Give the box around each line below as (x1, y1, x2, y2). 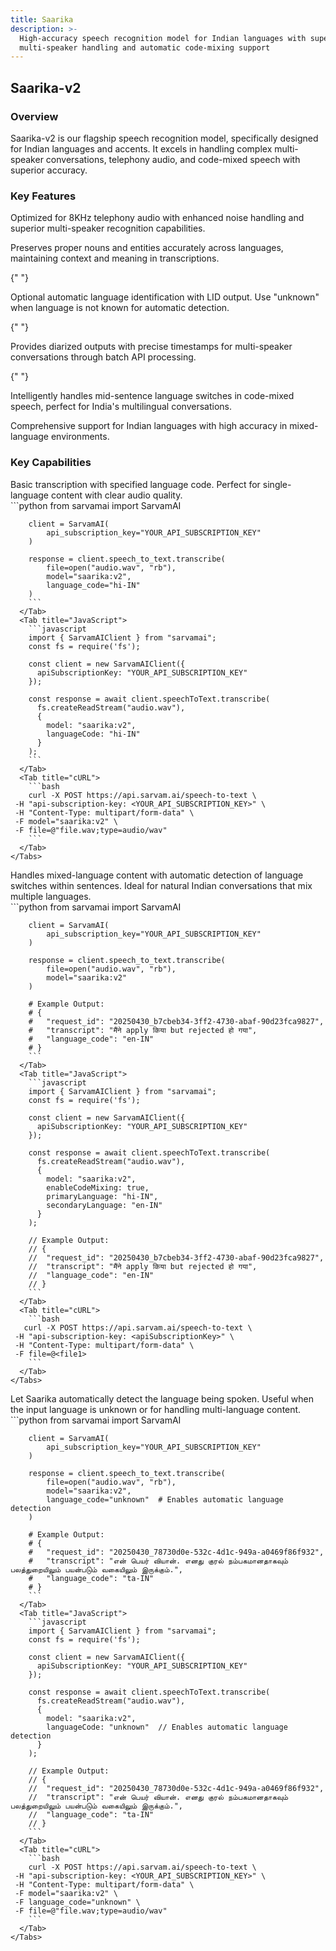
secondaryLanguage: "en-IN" (46, 1200, 163, 1210)
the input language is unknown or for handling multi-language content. (10, 1403, 302, 1415)
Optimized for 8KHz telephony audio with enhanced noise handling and (10, 212, 305, 224)
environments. (50, 431, 110, 443)
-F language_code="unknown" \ (14, 1897, 141, 1907)
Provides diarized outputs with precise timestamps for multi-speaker (10, 341, 293, 353)
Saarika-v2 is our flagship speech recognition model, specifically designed (10, 132, 319, 144)
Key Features (10, 189, 77, 203)
